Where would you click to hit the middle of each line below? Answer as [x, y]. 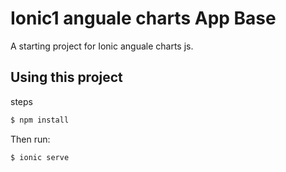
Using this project [66, 77]
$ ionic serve [40, 157]
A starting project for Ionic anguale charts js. [102, 46]
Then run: [30, 139]
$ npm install [40, 120]
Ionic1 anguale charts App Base [143, 18]
